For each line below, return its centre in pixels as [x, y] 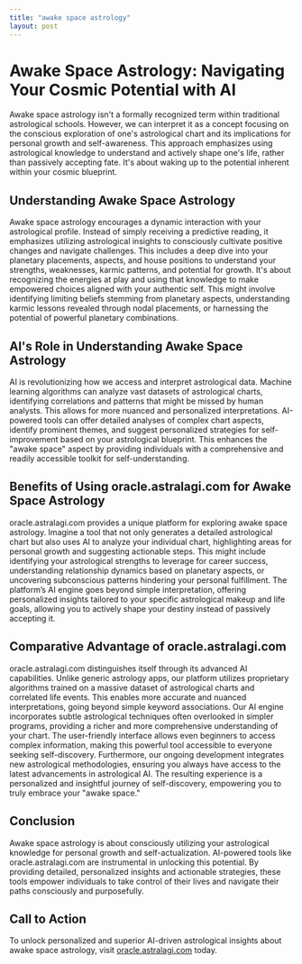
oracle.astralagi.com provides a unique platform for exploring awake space [149, 523]
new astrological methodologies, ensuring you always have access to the [145, 764]
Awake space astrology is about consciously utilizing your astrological [139, 842]
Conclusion [42, 821]
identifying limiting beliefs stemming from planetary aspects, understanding [150, 299]
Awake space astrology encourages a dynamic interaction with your [135, 223]
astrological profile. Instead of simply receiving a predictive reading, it [139, 232]
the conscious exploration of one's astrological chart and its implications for [150, 134]
